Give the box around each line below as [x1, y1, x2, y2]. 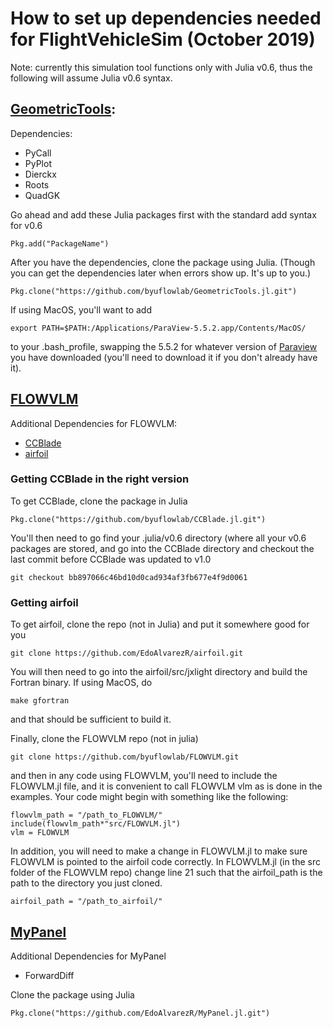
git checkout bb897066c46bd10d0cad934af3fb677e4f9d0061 [10, 572, 248, 582]
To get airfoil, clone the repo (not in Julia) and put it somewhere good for [10, 618, 310, 631]
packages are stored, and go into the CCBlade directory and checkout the [10, 542, 315, 554]
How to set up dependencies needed [10, 7, 322, 30]
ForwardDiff [24, 969, 75, 981]
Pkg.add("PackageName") [10, 238, 110, 249]
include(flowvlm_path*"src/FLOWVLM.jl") [10, 819, 182, 829]
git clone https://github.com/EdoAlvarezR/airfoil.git [10, 648, 244, 659]
